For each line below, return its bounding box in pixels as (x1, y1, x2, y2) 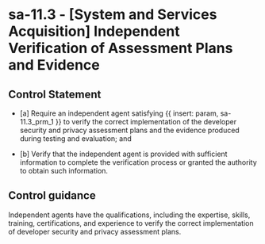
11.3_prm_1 (19, 117, 54, 126)
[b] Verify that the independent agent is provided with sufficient (19, 149, 228, 158)
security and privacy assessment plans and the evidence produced (19, 125, 240, 135)
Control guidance (8, 189, 97, 203)
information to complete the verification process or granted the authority (19, 158, 258, 167)
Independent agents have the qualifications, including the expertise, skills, (8, 210, 251, 219)
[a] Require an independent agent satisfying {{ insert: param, (19, 109, 219, 118)
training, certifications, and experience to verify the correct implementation (8, 218, 254, 227)
